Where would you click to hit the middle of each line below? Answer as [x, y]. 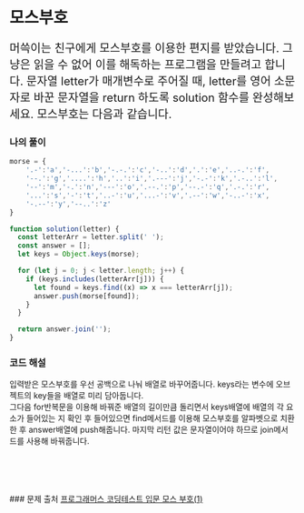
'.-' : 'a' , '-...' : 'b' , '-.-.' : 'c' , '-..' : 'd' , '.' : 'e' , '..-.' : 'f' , [148, 170]
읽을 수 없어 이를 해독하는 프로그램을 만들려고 [147, 65]
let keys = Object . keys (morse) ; [79, 255]
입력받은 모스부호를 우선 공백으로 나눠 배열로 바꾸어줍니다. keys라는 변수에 [142, 384]
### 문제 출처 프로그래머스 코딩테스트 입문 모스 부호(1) [106, 499]
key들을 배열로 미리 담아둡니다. [88, 396]
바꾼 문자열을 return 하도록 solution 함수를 [141, 98]
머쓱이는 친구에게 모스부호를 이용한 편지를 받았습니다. [144, 49]
